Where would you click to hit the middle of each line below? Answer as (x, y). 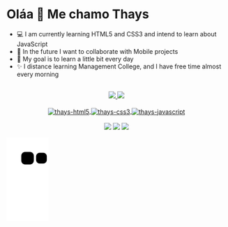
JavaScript (32, 44)
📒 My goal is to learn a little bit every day (75, 59)
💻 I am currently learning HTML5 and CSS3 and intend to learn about (116, 34)
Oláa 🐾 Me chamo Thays (78, 14)
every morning (38, 74)
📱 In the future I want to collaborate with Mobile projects (97, 51)
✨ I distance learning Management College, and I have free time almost (119, 66)
